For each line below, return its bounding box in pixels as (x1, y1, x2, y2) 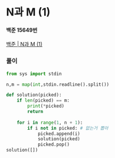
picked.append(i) (37, 131, 81, 137)
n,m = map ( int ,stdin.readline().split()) (6, 81, 110, 88)
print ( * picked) (27, 103, 65, 109)
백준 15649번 (6, 26, 38, 33)
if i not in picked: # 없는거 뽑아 (27, 125, 109, 131)
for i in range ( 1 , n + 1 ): (17, 120, 83, 125)
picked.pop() (37, 141, 70, 148)
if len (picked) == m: (17, 98, 70, 104)
